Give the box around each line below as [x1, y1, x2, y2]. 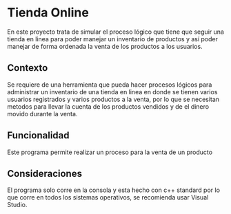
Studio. [7, 201, 28, 209]
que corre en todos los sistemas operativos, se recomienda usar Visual [7, 193, 209, 202]
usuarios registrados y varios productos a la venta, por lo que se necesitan [7, 95, 219, 103]
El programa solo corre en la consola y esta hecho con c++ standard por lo [7, 186, 221, 194]
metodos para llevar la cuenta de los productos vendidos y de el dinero [7, 102, 209, 111]
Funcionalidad [7, 129, 70, 142]
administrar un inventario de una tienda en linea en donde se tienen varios [7, 87, 218, 96]
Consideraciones [7, 167, 83, 180]
